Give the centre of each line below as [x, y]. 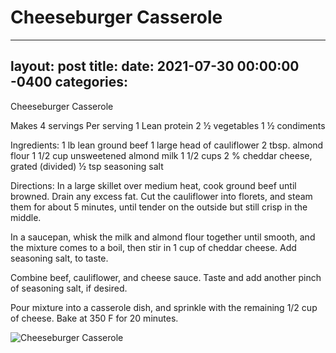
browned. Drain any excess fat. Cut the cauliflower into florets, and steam [161, 196]
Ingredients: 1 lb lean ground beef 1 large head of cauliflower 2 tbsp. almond [167, 145]
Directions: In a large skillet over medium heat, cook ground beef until [153, 185]
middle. [26, 217]
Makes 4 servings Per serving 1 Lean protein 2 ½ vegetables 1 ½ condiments [168, 125]
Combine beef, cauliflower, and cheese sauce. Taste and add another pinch [166, 277]
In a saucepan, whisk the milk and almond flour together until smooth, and [163, 237]
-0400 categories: [69, 82]
